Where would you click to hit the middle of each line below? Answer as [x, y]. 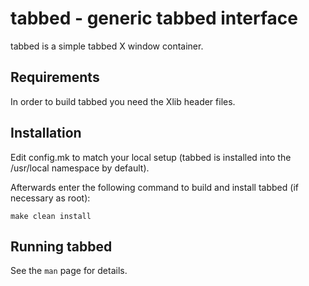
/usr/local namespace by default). [80, 168]
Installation [46, 133]
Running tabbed [61, 246]
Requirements [55, 77]
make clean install [51, 216]
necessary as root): [50, 198]
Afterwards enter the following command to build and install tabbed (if [154, 187]
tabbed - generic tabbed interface [154, 18]
